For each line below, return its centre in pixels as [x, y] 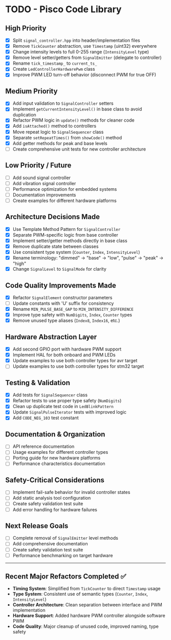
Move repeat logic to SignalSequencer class [58, 132]
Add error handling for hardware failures [55, 509]
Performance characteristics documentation [59, 463]
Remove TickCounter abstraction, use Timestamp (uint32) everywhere [84, 46]
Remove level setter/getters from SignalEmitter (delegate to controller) [87, 57]
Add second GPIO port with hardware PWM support [67, 349]
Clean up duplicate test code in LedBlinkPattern [63, 406]
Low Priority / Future [38, 166]
